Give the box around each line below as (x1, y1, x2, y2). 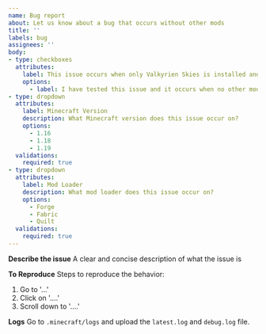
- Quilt (28, 218, 55, 226)
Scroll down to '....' (19, 302, 81, 311)
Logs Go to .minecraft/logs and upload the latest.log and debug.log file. (8, 317, 250, 326)
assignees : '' (8, 41, 55, 49)
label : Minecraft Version (22, 108, 108, 116)
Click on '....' (19, 293, 60, 302)
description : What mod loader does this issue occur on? (22, 188, 215, 196)
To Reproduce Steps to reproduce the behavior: (8, 269, 165, 279)
